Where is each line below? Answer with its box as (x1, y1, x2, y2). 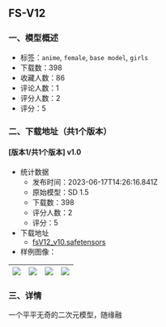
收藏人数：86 (19, 72, 66, 82)
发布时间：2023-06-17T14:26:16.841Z (32, 177, 158, 186)
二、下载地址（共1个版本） (8, 125, 112, 137)
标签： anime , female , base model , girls (19, 52, 148, 62)
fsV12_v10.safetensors (32, 237, 106, 246)
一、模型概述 (8, 33, 59, 44)
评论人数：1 (19, 83, 59, 93)
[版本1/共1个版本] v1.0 (8, 147, 82, 157)
